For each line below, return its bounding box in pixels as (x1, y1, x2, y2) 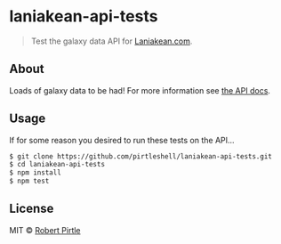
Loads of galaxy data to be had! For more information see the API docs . (9, 85, 271, 95)
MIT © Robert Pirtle (9, 224, 82, 235)
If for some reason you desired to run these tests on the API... (9, 134, 235, 145)
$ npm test (9, 176, 50, 186)
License (9, 201, 54, 216)
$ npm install (9, 168, 62, 177)
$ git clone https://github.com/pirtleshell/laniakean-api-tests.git (9, 151, 273, 161)
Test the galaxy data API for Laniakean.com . (30, 36, 193, 46)
